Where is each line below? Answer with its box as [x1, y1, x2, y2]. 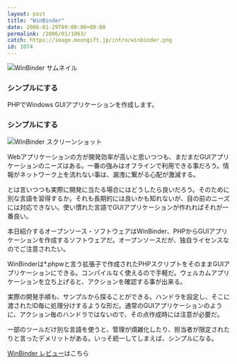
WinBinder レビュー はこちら [7, 348, 90, 358]
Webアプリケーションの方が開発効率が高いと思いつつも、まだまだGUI [7, 152, 211, 161]
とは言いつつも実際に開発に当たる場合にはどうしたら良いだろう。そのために [7, 185, 230, 193]
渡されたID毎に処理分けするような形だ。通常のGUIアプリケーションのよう [7, 301, 223, 309]
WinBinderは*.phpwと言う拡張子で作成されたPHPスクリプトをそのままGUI [7, 259, 224, 268]
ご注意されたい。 [19, 244, 69, 253]
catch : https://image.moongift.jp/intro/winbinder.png [7, 37, 173, 44]
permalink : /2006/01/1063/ [7, 30, 87, 38]
